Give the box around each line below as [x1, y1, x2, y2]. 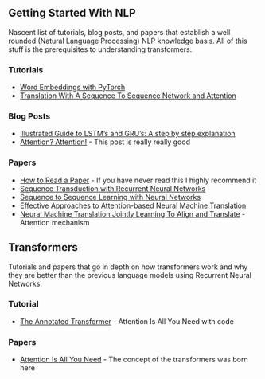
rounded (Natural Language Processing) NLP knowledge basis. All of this [8, 36, 248, 45]
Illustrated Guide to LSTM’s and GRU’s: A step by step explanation [19, 129, 236, 139]
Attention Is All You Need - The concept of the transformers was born [19, 354, 248, 365]
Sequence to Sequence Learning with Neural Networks [19, 192, 201, 201]
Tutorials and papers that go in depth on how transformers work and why [8, 262, 248, 272]
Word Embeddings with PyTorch [19, 83, 126, 92]
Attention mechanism [19, 217, 90, 227]
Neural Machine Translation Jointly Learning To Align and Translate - [19, 209, 246, 218]
